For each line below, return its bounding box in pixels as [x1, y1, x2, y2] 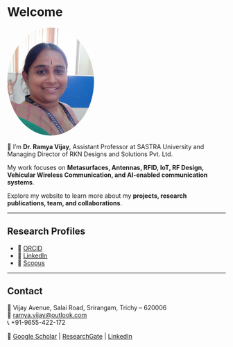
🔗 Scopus [17, 258, 45, 267]
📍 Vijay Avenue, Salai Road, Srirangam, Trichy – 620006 [7, 303, 167, 312]
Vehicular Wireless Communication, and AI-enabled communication [7, 171, 208, 179]
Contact [7, 285, 43, 297]
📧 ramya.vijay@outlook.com [7, 311, 87, 319]
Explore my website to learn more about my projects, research [7, 192, 187, 200]
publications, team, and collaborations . [7, 198, 123, 207]
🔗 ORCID [17, 244, 43, 252]
